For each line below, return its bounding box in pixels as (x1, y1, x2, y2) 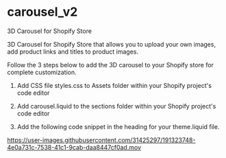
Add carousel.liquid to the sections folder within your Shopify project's (16, 102, 216, 110)
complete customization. (7, 68, 77, 76)
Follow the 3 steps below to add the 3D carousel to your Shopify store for (7, 60, 214, 69)
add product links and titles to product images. (7, 47, 139, 56)
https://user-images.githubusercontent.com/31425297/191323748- (7, 135, 196, 144)
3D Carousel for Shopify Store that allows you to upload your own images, (7, 40, 216, 48)
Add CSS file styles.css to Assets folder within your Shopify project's (16, 81, 212, 89)
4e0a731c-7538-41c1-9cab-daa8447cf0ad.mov (7, 143, 142, 151)
